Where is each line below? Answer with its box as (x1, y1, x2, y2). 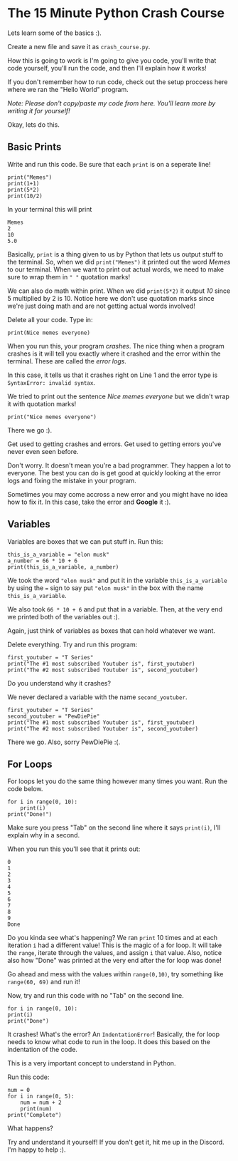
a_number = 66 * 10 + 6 (7, 557, 78, 564)
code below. (7, 785, 43, 793)
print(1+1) (7, 180, 40, 187)
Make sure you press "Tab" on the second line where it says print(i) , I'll (7, 823, 221, 832)
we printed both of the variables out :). (7, 612, 120, 621)
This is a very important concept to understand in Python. (7, 1059, 176, 1068)
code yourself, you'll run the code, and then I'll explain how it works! (7, 63, 207, 72)
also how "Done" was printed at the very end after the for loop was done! (7, 956, 222, 965)
